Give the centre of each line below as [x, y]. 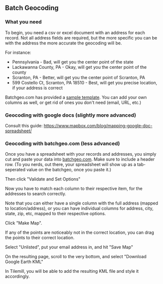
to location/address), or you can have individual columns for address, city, [79, 208]
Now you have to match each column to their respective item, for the [74, 189]
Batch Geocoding [32, 8]
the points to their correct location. [40, 238]
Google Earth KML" [24, 262]
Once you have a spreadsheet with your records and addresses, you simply [81, 154]
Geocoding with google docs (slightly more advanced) [71, 115]
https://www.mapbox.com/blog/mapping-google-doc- [98, 125]
